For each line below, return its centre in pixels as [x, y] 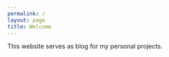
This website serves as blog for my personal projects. [85, 47]
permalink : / [26, 14]
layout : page [26, 20]
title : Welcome [30, 26]
